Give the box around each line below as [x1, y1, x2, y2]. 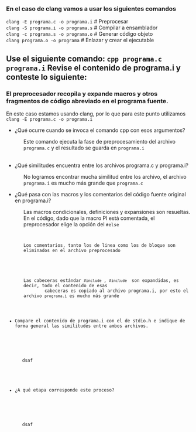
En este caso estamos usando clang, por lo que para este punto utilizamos [6, 110, 186, 117]
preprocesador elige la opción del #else [23, 220, 119, 227]
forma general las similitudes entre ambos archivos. [14, 323, 149, 329]
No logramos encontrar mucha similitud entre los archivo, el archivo [23, 173, 187, 180]
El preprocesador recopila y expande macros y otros [6, 90, 158, 98]
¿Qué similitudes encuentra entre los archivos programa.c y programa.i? [14, 162, 189, 169]
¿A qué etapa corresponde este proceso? [14, 387, 115, 393]
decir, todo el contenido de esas [23, 283, 108, 288]
